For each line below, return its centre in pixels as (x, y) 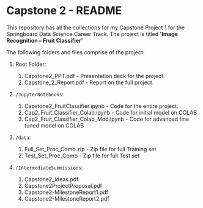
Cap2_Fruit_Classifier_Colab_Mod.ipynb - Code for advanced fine (107, 119)
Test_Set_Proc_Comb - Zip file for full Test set (82, 156)
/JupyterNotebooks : (39, 94)
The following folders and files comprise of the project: (76, 52)
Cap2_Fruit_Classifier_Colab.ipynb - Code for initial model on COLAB (111, 112)
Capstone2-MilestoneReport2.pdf (67, 198)
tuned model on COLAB (54, 125)
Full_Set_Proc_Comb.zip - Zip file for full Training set (90, 149)
